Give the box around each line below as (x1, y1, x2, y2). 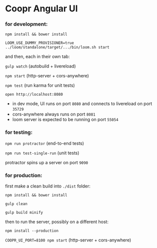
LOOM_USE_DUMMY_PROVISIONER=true (5, 41, 74, 46)
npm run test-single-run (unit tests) (5, 150, 80, 156)
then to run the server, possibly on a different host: (5, 219, 109, 225)
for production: (5, 172, 43, 179)
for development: (5, 21, 48, 28)
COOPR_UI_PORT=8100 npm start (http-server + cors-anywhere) (5, 237, 131, 243)
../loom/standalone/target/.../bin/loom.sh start (5, 45, 110, 50)
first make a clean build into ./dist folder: (5, 183, 91, 189)
